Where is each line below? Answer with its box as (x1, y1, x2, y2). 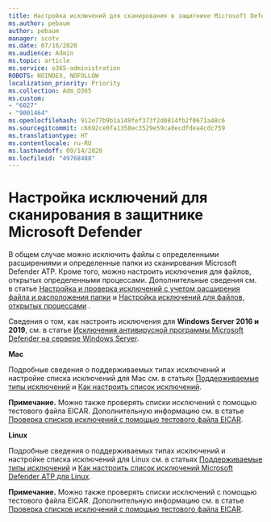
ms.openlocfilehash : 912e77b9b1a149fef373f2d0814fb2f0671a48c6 (8, 117, 226, 125)
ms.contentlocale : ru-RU (8, 139, 92, 147)
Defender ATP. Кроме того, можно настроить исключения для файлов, (8, 267, 252, 276)
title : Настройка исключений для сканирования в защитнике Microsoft (8, 11, 248, 20)
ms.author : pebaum (8, 19, 70, 27)
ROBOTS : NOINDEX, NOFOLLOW (8, 72, 99, 80)
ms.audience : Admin (8, 49, 74, 57)
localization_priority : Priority (8, 79, 121, 87)
